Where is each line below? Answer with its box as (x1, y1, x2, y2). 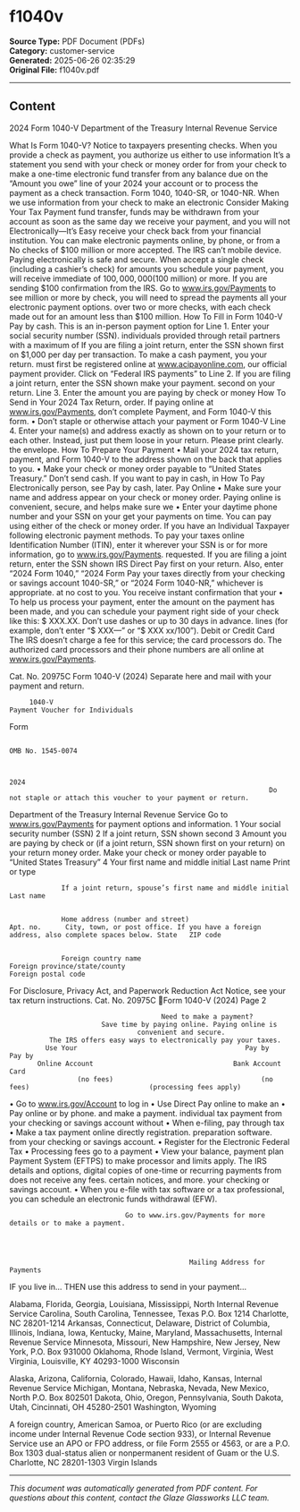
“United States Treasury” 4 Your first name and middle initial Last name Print (9, 857, 290, 867)
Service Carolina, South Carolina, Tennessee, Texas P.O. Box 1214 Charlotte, (9, 1308, 289, 1319)
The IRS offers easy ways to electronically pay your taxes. (48, 1036, 281, 1045)
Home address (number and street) (61, 915, 190, 924)
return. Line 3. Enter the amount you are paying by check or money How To (9, 387, 287, 397)
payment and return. (9, 680, 85, 691)
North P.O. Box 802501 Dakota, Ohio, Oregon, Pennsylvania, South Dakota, (9, 1392, 284, 1403)
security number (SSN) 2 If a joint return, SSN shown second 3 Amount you (9, 828, 287, 839)
